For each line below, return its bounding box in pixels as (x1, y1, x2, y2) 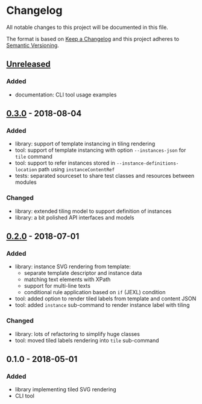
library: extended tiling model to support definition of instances (14, 207, 172, 215)
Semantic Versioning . (6, 42, 59, 49)
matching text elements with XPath (24, 276, 111, 283)
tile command (14, 153, 52, 160)
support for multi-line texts (24, 282, 90, 289)
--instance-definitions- (116, 160, 179, 166)
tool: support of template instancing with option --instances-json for (14, 147, 186, 154)
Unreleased (6, 59, 51, 69)
